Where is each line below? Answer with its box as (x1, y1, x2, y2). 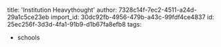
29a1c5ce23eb (7, 13, 50, 21)
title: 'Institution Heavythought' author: (7, 6, 118, 14)
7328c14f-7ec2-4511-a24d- (118, 6, 197, 14)
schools (17, 33, 40, 42)
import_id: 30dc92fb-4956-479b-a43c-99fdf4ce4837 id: (51, 13, 215, 21)
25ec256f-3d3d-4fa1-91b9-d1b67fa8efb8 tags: (7, 20, 142, 28)
